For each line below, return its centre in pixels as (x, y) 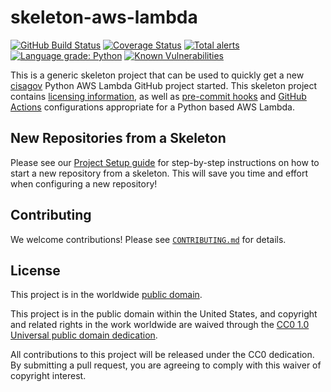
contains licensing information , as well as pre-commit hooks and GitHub (158, 96)
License (35, 270)
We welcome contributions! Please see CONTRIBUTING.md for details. (148, 239)
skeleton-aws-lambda (104, 17)
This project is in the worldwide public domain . (106, 295)
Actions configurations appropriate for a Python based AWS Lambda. (152, 107)
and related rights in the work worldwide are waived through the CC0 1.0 (160, 325)
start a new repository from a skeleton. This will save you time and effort (159, 173)
